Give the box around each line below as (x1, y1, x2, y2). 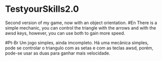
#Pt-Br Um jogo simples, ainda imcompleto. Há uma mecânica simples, (5, 39, 149, 45)
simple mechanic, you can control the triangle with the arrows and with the (5, 25, 156, 30)
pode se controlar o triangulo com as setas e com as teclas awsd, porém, (5, 45, 154, 51)
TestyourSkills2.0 (5, 3, 80, 15)
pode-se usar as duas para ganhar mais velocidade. (5, 50, 110, 56)
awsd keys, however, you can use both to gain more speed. (5, 30, 125, 36)
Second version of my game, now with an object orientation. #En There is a (5, 20, 157, 26)
